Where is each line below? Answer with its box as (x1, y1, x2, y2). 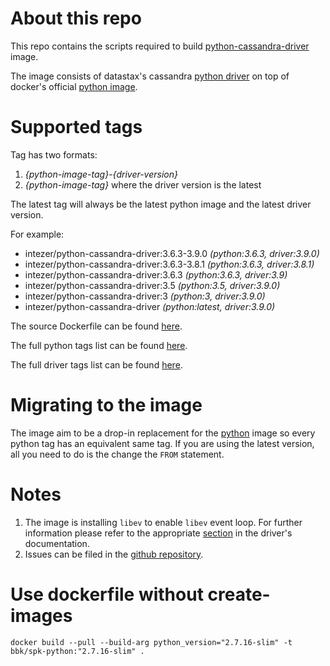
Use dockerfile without (10, 583, 204, 606)
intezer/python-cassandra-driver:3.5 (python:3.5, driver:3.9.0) (24, 279, 281, 291)
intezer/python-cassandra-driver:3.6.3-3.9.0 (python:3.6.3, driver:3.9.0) (24, 247, 320, 259)
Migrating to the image (10, 394, 203, 417)
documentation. (24, 537, 90, 549)
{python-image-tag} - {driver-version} (24, 168, 178, 180)
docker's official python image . (10, 80, 138, 92)
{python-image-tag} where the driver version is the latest (24, 178, 262, 191)
